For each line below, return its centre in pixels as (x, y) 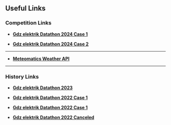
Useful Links (25, 8)
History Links (22, 77)
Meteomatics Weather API (41, 59)
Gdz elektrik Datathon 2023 (42, 87)
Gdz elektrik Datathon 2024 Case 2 (51, 44)
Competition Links (28, 23)
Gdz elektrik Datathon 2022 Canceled (53, 117)
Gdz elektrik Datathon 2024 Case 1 (50, 34)
